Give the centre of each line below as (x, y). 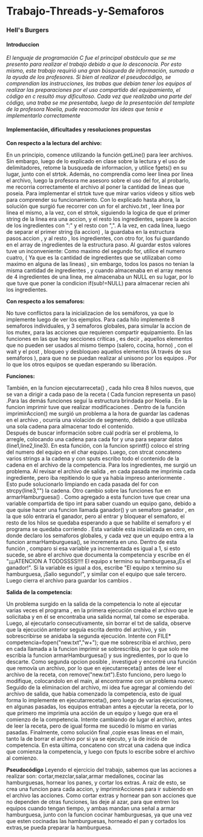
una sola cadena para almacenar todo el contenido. (70, 426)
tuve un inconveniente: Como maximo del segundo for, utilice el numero (96, 251)
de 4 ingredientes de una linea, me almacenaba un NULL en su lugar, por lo (100, 277)
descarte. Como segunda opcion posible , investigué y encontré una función (101, 661)
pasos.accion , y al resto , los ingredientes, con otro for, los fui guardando (98, 238)
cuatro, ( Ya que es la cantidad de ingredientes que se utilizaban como (94, 257)
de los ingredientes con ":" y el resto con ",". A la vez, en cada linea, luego (98, 225)
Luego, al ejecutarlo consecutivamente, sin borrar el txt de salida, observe (99, 623)
